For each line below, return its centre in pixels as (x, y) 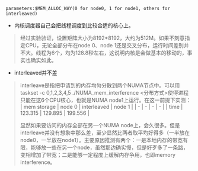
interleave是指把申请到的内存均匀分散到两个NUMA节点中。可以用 (100, 85)
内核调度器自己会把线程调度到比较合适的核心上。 (74, 25)
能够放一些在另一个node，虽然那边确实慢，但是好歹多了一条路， (110, 147)
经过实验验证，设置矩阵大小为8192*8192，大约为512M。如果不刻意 (102, 38)
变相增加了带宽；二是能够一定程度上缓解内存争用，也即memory (98, 155)
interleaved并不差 (36, 73)
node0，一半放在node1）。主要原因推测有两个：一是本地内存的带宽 (101, 140)
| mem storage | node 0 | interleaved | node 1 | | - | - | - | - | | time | (101, 107)
